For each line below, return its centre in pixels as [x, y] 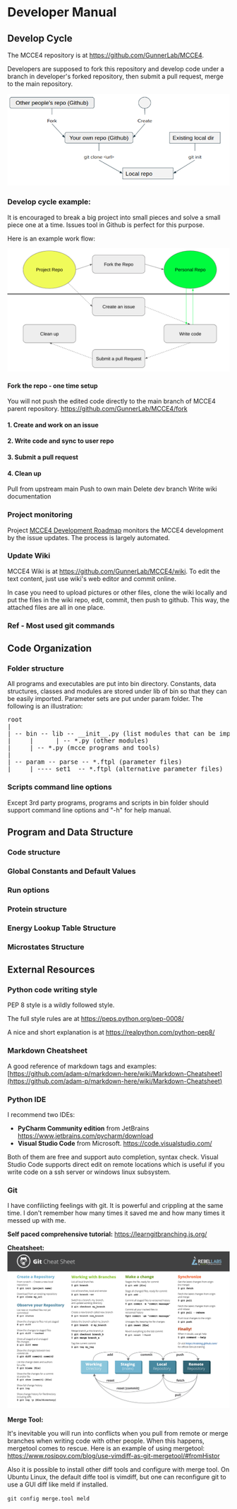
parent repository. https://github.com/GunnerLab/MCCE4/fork [98, 409]
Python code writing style [53, 989]
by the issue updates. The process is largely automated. [89, 537]
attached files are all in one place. [56, 607]
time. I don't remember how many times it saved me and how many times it [116, 1213]
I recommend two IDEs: [41, 1114]
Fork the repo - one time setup [53, 386]
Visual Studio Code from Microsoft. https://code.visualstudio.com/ [115, 1143]
